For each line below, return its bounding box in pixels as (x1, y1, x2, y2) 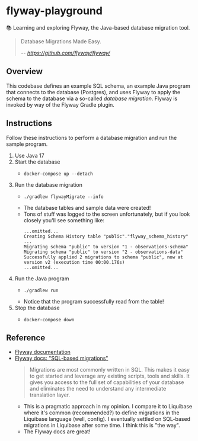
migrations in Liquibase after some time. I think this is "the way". (23, 422, 181, 429)
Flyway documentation (14, 349, 71, 356)
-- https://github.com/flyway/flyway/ (20, 49, 111, 56)
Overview (6, 66, 43, 76)
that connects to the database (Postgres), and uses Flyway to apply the (6, 88, 181, 95)
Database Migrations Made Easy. (20, 37, 102, 45)
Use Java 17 (14, 152, 44, 159)
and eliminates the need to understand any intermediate (29, 385, 167, 392)
